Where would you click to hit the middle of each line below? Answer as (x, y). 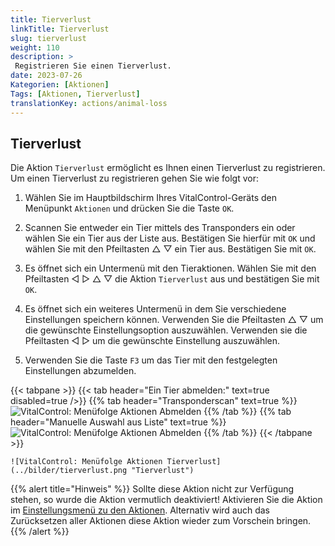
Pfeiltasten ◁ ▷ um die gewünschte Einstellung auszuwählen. (152, 341)
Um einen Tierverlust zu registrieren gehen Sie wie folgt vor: (134, 178)
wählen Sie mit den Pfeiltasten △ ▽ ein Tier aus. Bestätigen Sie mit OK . (170, 249)
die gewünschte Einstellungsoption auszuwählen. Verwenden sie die (166, 330)
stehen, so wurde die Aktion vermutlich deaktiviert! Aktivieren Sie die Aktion (166, 500)
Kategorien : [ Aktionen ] (60, 85)
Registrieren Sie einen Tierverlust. (93, 66)
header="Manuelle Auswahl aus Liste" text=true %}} (118, 422)
